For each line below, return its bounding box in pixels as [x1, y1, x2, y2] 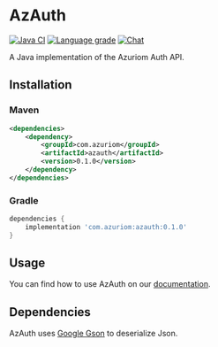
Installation [9, 77, 72, 93]
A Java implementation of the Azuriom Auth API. [9, 51, 185, 62]
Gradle [9, 194, 39, 206]
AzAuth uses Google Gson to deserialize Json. [9, 328, 178, 339]
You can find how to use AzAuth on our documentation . [9, 279, 211, 289]
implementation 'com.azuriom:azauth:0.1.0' [25, 222, 188, 231]
